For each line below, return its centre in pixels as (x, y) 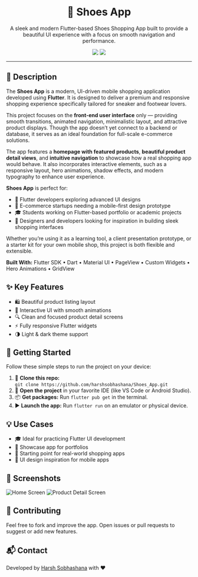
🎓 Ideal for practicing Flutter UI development (70, 439)
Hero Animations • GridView (40, 268)
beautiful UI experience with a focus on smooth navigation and (99, 34)
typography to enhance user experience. (56, 177)
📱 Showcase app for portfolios (51, 447)
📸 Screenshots (34, 478)
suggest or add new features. (42, 531)
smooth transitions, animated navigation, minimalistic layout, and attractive (97, 121)
